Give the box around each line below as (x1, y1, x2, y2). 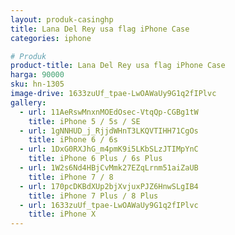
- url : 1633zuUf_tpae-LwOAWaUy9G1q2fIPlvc (19, 200, 199, 210)
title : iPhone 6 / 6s (28, 135, 118, 145)
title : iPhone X (28, 209, 97, 220)
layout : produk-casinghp (10, 14, 114, 25)
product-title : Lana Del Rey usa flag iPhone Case (10, 61, 226, 71)
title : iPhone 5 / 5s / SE (28, 116, 141, 126)
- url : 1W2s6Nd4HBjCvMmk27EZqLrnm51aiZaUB (19, 163, 199, 173)
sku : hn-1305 (10, 79, 65, 90)
